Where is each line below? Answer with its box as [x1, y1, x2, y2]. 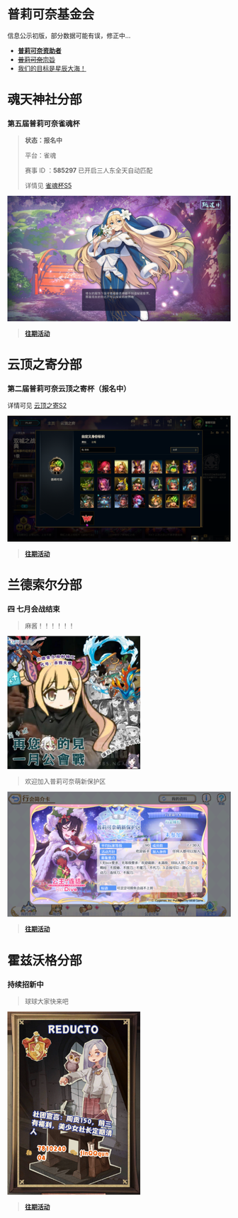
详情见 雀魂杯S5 [24, 182, 72, 190]
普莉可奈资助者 [17, 46, 62, 55]
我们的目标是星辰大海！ [17, 64, 86, 72]
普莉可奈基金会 [7, 6, 95, 23]
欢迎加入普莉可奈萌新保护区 [24, 777, 106, 786]
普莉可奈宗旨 [17, 55, 55, 64]
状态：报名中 [24, 136, 62, 145]
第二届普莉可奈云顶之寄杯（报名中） [7, 384, 131, 394]
